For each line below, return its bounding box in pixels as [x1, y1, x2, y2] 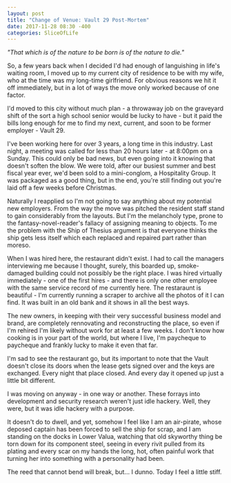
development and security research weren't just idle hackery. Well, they [7, 397, 211, 406]
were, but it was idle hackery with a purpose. [7, 404, 135, 413]
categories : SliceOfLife [7, 29, 79, 37]
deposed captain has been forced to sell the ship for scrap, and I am [7, 425, 201, 433]
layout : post [7, 10, 45, 17]
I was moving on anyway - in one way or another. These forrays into [7, 390, 201, 398]
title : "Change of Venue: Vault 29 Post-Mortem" [7, 17, 150, 23]
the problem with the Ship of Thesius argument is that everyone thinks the [7, 226, 218, 235]
